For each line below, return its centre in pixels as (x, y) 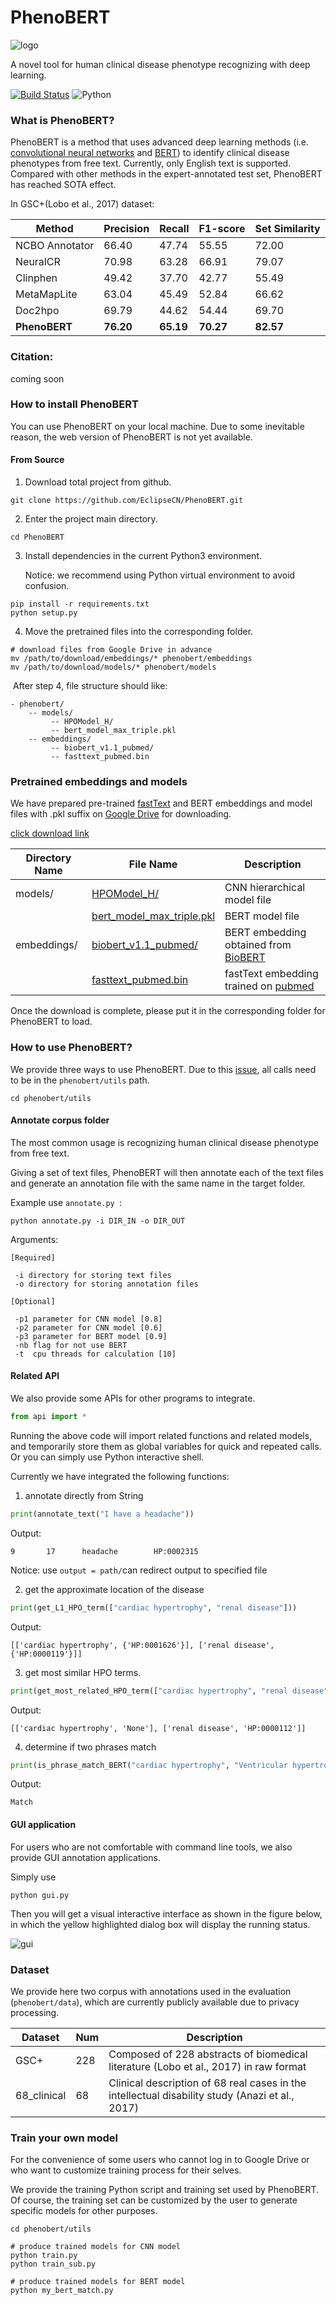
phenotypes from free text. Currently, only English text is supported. (151, 163)
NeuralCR (38, 262)
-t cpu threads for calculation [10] (95, 1354)
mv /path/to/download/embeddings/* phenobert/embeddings (131, 659)
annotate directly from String (84, 1495)
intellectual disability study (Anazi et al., (201, 2095)
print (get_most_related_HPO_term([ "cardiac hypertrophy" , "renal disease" (169, 1691)
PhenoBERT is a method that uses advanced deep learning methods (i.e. (160, 142)
